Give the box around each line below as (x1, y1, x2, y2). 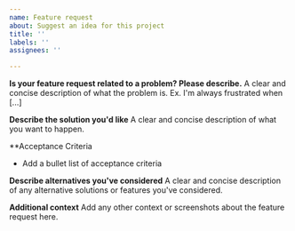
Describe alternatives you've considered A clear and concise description (9, 175, 282, 187)
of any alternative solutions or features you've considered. (9, 185, 224, 195)
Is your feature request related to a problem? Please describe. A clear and (9, 78, 286, 89)
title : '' (9, 29, 46, 38)
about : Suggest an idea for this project (9, 21, 165, 30)
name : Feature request (9, 12, 93, 22)
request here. (9, 211, 59, 222)
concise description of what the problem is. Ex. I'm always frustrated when (9, 88, 283, 99)
